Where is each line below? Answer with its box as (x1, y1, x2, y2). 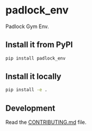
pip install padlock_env (5, 55, 66, 61)
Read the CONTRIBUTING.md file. (5, 119, 87, 126)
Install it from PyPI (5, 40, 73, 50)
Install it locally (5, 71, 62, 82)
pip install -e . (5, 87, 48, 93)
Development (5, 103, 56, 113)
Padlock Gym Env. (5, 23, 49, 30)
